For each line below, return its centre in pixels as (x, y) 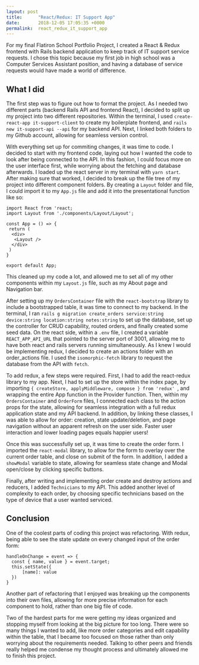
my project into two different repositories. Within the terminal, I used (90, 116)
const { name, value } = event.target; (61, 561)
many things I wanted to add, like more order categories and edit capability (98, 630)
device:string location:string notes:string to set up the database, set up (99, 320)
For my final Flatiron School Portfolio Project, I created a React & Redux (93, 45)
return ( (20, 229)
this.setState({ (31, 567)
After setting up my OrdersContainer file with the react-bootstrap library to (97, 301)
